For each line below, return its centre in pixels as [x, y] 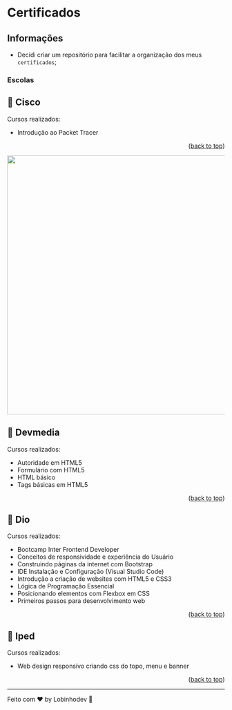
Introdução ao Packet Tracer [58, 132]
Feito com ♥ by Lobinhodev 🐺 [50, 700]
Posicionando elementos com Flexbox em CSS [84, 594]
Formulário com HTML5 [51, 470]
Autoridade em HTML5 [50, 462]
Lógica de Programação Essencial [66, 586]
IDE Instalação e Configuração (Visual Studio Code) [90, 572]
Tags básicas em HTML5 [52, 484]
